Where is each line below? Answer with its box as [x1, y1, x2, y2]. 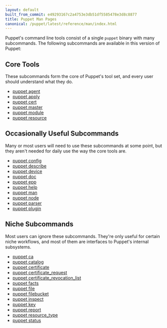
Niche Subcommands [5, 220, 74, 228]
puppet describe [12, 163, 47, 169]
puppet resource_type [12, 312, 58, 318]
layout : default [5, 7, 39, 12]
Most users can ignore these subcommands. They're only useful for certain [5, 233, 161, 239]
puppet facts [12, 280, 39, 286]
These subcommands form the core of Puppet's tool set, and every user [5, 73, 154, 79]
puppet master [12, 104, 43, 110]
